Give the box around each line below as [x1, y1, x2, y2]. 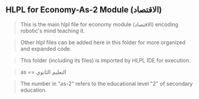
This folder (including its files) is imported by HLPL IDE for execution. [20, 56, 191, 64]
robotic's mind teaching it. [20, 27, 85, 34]
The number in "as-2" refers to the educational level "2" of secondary [20, 80, 193, 87]
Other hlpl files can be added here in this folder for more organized [20, 38, 186, 46]
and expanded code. [20, 45, 72, 52]
